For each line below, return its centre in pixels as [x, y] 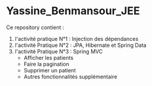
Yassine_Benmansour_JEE [73, 11]
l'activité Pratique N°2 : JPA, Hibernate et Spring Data [80, 45]
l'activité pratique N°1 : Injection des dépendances [77, 39]
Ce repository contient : [35, 27]
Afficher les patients [48, 58]
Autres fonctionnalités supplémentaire [70, 77]
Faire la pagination [46, 64]
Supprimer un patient [50, 70]
